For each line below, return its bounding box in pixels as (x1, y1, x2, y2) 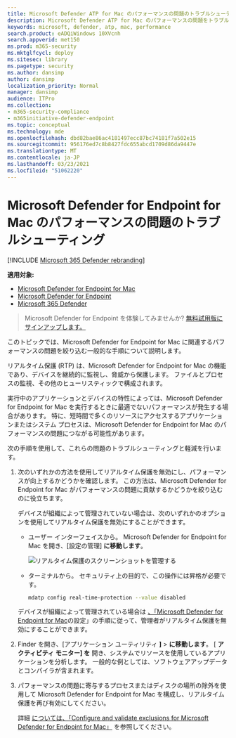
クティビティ (17, 649, 55, 657)
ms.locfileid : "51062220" (7, 167, 83, 174)
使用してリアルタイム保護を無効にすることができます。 (29, 517, 190, 526)
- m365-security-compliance (7, 108, 90, 115)
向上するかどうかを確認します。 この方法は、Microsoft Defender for (29, 476, 227, 485)
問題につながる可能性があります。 (50, 429, 149, 437)
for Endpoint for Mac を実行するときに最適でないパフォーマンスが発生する (7, 402, 223, 411)
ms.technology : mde (7, 128, 65, 135)
